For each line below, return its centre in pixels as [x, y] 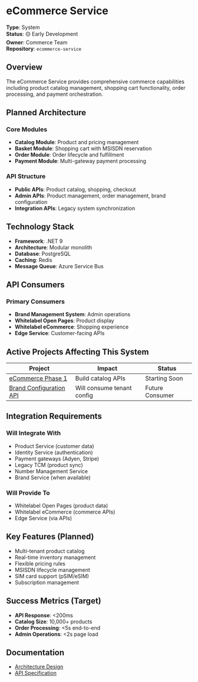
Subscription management [47, 582]
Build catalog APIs [100, 378]
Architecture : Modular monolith [53, 247]
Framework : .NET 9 [39, 241]
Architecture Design [39, 667]
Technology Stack [40, 227]
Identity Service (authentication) [54, 452]
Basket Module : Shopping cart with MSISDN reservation [83, 148]
